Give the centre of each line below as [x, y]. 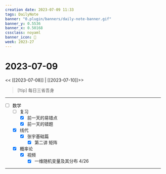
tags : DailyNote [22, 14]
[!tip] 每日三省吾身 [36, 90]
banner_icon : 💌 [21, 38]
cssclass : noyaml [23, 33]
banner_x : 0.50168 [24, 28]
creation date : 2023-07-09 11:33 [40, 10]
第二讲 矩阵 [46, 143]
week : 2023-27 [20, 42]
